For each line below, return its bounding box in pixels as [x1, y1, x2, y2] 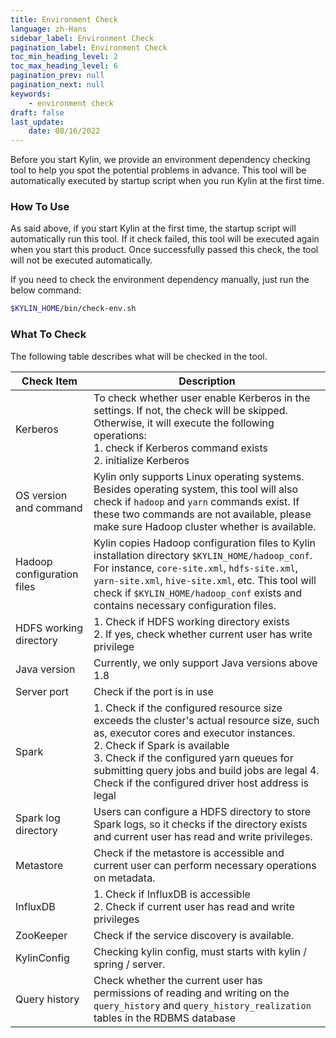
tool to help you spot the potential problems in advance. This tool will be [10, 164, 307, 176]
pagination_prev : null [10, 71, 105, 81]
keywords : [10, 89, 52, 99]
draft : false [10, 107, 65, 118]
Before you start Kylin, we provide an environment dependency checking [10, 154, 311, 166]
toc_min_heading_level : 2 [10, 52, 118, 62]
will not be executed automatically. [10, 254, 153, 266]
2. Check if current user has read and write [93, 899, 295, 913]
